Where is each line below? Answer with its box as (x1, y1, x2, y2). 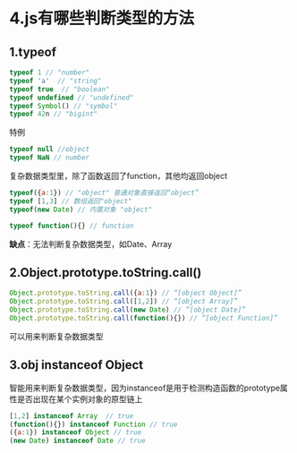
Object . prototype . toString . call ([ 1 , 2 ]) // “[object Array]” (9, 297, 239, 306)
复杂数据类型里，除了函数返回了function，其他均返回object (9, 171, 228, 181)
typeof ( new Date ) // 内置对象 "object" (9, 205, 153, 214)
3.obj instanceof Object (9, 357, 144, 372)
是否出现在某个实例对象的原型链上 (16, 393, 143, 404)
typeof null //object (9, 145, 90, 154)
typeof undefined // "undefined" (9, 93, 134, 102)
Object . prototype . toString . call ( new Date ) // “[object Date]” (9, 305, 246, 314)
